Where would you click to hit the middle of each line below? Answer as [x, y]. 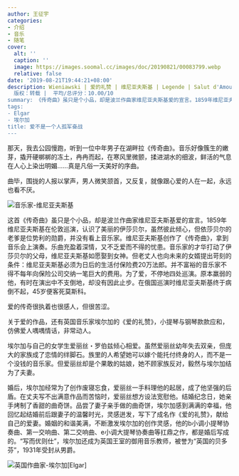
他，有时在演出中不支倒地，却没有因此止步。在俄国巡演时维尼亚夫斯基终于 [116, 282]
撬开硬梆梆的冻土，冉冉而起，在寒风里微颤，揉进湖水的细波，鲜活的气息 [126, 157]
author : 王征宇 [28, 14]
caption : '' [32, 61]
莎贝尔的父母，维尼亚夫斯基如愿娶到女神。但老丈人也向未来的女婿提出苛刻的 [119, 255]
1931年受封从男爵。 [51, 450]
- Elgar [19, 113]
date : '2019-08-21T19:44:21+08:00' [60, 80]
